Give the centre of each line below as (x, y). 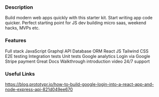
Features (16, 41)
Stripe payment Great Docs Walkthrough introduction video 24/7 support (77, 61)
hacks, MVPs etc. (22, 28)
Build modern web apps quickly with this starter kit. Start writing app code (79, 18)
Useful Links (20, 74)
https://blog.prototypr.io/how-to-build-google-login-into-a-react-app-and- (79, 84)
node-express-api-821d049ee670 (39, 89)
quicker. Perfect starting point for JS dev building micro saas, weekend (76, 23)
